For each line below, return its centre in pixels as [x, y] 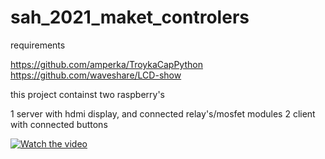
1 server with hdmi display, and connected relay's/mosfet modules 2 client [163, 113]
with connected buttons [59, 124]
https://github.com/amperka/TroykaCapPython [106, 64]
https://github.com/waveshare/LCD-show [96, 75]
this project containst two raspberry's [87, 94]
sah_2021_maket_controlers [130, 17]
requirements [38, 45]
